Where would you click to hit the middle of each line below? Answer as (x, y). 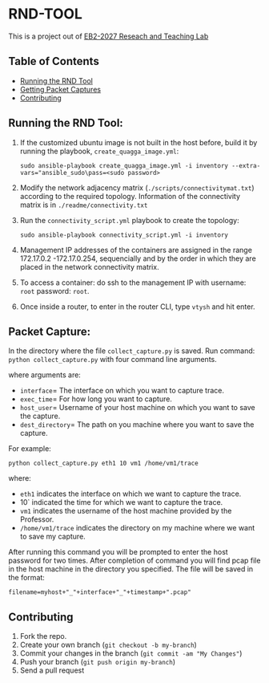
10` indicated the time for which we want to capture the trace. (121, 502)
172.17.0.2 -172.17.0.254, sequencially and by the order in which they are (138, 258)
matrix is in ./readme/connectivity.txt (84, 205)
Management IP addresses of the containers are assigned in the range (136, 250)
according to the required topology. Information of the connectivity (130, 196)
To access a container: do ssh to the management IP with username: (133, 283)
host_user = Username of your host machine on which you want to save (137, 408)
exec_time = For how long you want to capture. (96, 399)
